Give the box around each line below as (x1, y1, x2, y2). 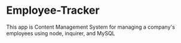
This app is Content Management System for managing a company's (6, 23, 175, 30)
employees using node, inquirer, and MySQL (6, 29, 115, 36)
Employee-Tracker (6, 4, 100, 17)
